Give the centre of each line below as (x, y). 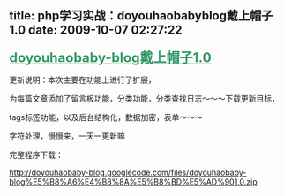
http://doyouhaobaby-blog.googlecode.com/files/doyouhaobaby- (128, 172)
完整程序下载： (36, 155)
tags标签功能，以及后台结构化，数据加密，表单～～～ (106, 117)
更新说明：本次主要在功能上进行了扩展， (82, 79)
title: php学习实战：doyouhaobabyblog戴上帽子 (141, 16)
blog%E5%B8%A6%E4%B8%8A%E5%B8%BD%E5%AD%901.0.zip (133, 181)
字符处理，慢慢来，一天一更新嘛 (67, 136)
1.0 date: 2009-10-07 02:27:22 (96, 30)
